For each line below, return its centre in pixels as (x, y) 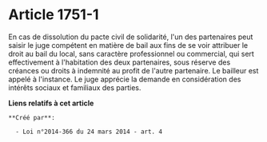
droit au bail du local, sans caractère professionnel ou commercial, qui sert (131, 53)
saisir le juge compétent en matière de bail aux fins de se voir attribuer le (128, 45)
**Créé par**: (32, 117)
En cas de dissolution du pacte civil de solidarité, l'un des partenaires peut (131, 37)
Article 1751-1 (54, 15)
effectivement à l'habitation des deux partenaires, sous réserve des (120, 62)
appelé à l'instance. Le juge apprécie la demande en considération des (125, 79)
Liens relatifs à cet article (51, 103)
